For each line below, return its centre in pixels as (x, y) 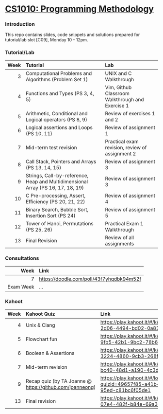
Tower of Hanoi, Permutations (60, 223)
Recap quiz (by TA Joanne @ (59, 381)
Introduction (20, 24)
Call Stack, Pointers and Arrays (61, 162)
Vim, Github (118, 87)
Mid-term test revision (52, 147)
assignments (120, 243)
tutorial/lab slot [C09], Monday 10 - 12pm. (47, 40)
